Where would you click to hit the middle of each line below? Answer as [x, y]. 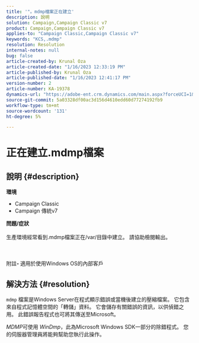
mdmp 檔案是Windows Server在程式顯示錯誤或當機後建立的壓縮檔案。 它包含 [98, 300]
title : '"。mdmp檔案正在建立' [40, 12]
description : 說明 [28, 17]
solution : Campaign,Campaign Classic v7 [57, 23]
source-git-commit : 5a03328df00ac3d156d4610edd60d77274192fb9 [84, 100]
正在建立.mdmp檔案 [55, 153]
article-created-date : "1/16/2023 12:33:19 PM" [66, 67]
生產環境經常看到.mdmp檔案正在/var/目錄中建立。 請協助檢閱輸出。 [89, 237]
